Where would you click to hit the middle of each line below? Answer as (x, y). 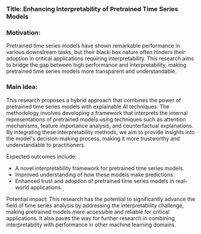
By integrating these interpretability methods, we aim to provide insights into (100, 132)
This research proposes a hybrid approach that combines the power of (94, 100)
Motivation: (23, 32)
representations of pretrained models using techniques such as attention (96, 119)
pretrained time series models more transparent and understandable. (91, 72)
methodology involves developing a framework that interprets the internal (97, 112)
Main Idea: (22, 87)
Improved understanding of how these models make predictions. (95, 174)
